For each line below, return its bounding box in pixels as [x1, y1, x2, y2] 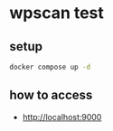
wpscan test [9, 3, 104, 23]
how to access [9, 88, 93, 103]
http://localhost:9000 [22, 111, 102, 122]
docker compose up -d [9, 62, 91, 71]
